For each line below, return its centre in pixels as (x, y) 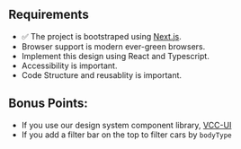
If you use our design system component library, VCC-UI (126, 125)
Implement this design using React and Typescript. (116, 56)
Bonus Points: (49, 104)
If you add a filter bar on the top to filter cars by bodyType (127, 135)
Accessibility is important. (69, 66)
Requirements (49, 15)
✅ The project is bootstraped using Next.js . (101, 36)
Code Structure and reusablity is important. (101, 74)
